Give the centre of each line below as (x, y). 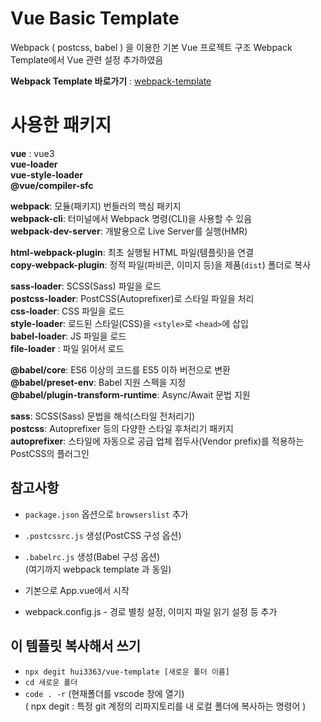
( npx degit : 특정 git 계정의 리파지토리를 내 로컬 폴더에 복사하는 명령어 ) (165, 706)
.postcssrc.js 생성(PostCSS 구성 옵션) (103, 535)
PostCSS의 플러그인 (50, 453)
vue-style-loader (46, 174)
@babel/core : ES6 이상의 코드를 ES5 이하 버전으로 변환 (120, 369)
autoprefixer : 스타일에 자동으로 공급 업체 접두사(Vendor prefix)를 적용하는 (157, 441)
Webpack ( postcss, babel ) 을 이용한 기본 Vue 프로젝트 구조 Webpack (151, 47)
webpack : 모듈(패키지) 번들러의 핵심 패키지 (96, 206)
